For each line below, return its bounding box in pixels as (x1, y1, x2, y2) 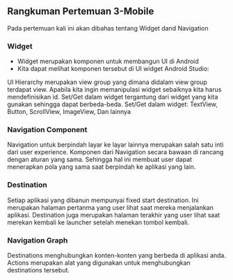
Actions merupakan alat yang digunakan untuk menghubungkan (7, 258, 191, 267)
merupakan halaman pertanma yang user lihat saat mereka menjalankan (7, 203, 214, 211)
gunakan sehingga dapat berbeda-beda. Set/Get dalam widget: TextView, (7, 100, 218, 108)
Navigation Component (7, 125, 88, 135)
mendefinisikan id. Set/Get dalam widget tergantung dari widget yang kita (7, 93, 218, 101)
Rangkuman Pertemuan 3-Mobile (7, 6, 154, 17)
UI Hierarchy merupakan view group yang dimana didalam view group (7, 78, 207, 86)
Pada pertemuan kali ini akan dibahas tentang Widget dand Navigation (7, 24, 209, 32)
